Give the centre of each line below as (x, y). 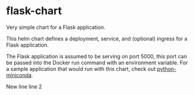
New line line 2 (24, 86)
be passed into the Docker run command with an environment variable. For (97, 63)
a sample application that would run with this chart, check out (81, 68)
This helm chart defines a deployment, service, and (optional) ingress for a (97, 38)
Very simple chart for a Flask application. (56, 27)
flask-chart (34, 11)
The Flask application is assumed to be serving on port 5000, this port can (97, 56)
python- (167, 68)
